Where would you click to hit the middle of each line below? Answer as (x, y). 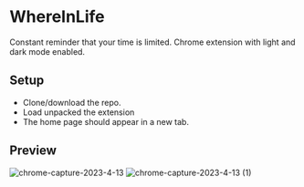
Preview (33, 151)
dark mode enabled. (47, 51)
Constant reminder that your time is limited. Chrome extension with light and (152, 42)
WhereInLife (57, 17)
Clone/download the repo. (72, 102)
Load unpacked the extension (79, 112)
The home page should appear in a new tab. (106, 121)
